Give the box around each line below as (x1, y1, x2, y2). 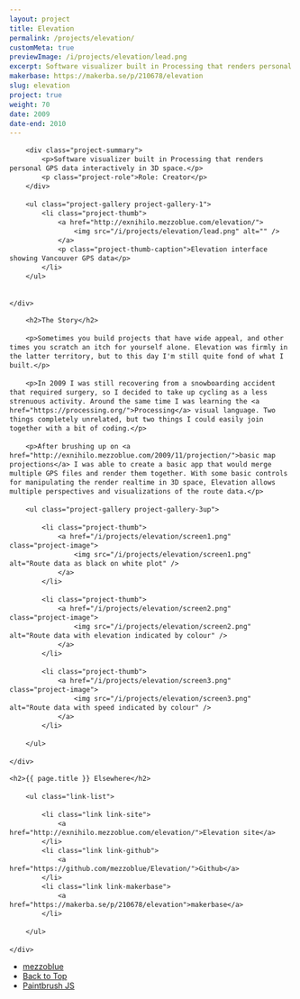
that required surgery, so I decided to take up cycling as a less (9, 388, 268, 397)
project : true (9, 90, 63, 99)
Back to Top (22, 971, 68, 982)
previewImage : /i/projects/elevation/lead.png (9, 52, 187, 62)
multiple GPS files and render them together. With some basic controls (9, 469, 288, 478)
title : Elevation (9, 23, 75, 33)
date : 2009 (9, 109, 50, 119)
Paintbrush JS (22, 980, 75, 991)
